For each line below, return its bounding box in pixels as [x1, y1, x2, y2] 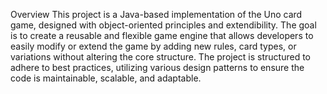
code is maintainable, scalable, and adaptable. [10, 72, 202, 84]
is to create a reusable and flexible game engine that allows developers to [10, 30, 314, 41]
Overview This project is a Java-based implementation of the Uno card [10, 9, 303, 20]
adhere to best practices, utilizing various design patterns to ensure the [10, 62, 305, 73]
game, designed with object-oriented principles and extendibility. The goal [10, 19, 317, 31]
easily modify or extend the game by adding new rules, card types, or [10, 40, 297, 52]
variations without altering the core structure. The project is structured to [10, 51, 311, 63]
